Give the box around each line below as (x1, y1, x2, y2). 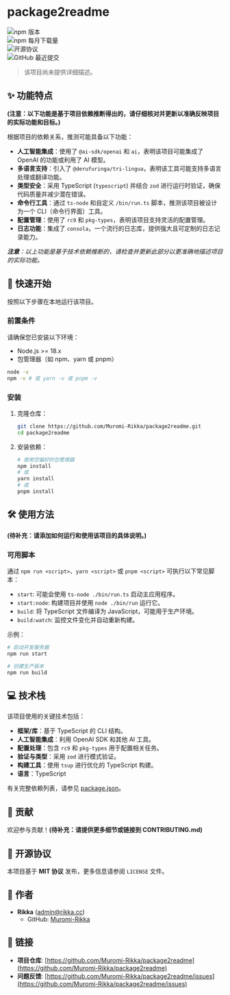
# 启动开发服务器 (7, 644, 49, 651)
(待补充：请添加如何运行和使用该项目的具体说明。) (7, 531, 147, 539)
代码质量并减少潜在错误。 (16, 190, 90, 198)
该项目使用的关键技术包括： (7, 712, 86, 720)
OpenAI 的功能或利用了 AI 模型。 (16, 156, 110, 164)
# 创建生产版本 (7, 663, 44, 670)
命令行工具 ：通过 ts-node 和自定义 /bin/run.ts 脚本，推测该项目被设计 (16, 198, 218, 206)
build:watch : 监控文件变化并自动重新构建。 (16, 616, 139, 624)
